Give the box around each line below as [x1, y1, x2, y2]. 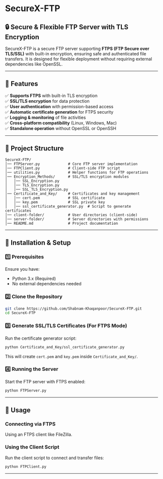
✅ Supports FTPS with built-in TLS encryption [5, 93, 98, 99]
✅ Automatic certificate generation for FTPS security [5, 109, 114, 115]
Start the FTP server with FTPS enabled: [5, 379, 86, 384]
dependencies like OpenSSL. [5, 61, 63, 67]
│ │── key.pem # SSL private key [5, 199, 105, 204]
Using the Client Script [5, 444, 60, 450]
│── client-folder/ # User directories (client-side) [5, 212, 138, 217]
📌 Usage [5, 406, 31, 414]
